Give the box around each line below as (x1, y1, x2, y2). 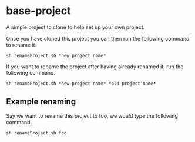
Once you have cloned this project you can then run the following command (6, 35, 190, 42)
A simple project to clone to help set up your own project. (6, 24, 145, 31)
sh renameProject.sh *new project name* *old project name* (6, 81, 157, 87)
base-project (6, 4, 72, 18)
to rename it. (6, 41, 37, 48)
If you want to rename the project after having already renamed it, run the (6, 63, 184, 70)
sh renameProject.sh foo (6, 130, 67, 136)
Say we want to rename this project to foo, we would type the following (6, 112, 178, 119)
